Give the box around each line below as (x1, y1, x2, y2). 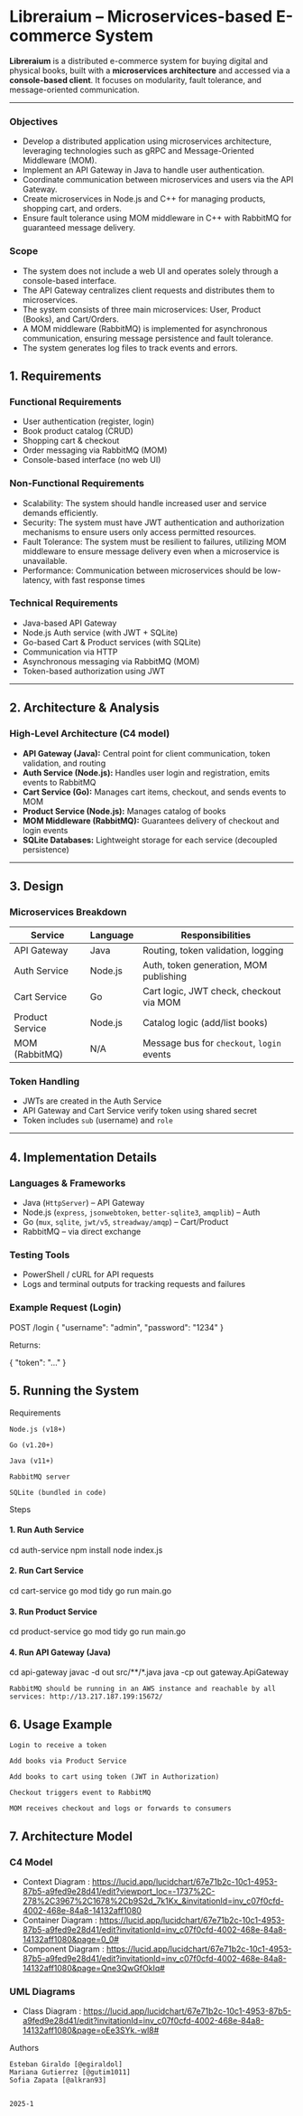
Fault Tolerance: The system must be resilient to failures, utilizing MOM (22, 536, 287, 547)
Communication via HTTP (22, 646, 118, 657)
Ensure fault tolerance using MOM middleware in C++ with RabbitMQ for (22, 212, 292, 223)
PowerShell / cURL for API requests (22, 1269, 154, 1280)
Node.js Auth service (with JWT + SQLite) (22, 626, 179, 638)
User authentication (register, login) (22, 416, 155, 427)
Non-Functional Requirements (9, 477, 144, 490)
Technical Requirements (9, 597, 119, 609)
